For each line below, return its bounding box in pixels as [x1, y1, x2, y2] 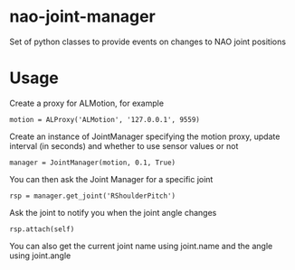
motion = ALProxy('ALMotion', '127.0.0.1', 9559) [9, 115, 201, 124]
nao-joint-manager [9, 6, 156, 27]
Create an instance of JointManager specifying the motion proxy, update [9, 131, 281, 142]
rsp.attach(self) [9, 224, 75, 234]
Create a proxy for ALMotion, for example [9, 98, 165, 108]
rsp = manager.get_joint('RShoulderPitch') [9, 191, 176, 200]
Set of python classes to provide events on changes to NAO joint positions [9, 36, 287, 47]
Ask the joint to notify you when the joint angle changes [9, 207, 217, 218]
